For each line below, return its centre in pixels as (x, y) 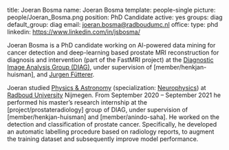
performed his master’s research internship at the (77, 102)
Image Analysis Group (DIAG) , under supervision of (80, 67)
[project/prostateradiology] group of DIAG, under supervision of (97, 110)
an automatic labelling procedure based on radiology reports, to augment (111, 131)
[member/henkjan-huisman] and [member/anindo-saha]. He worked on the (113, 117)
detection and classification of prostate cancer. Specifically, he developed (112, 124)
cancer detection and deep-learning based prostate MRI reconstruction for (113, 52)
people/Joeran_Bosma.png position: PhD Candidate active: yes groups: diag (115, 17)
